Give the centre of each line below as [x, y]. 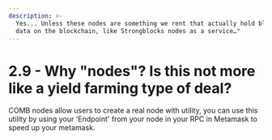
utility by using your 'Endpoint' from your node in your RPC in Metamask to [133, 119]
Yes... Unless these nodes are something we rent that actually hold [135, 23]
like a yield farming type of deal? [120, 88]
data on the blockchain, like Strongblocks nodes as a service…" [128, 31]
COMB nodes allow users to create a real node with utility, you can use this [133, 111]
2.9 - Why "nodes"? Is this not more [132, 71]
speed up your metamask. [52, 128]
